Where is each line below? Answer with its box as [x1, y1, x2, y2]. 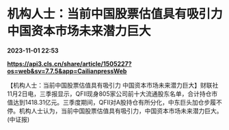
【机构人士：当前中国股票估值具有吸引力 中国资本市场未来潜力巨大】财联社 [7, 81, 219, 89]
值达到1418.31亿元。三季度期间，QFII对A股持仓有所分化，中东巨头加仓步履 [7, 98, 217, 106]
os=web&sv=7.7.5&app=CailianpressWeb [7, 66, 127, 75]
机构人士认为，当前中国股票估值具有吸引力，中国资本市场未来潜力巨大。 [18, 107, 223, 115]
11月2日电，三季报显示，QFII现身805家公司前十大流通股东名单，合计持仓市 [7, 90, 218, 98]
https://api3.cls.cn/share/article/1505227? [7, 60, 132, 68]
